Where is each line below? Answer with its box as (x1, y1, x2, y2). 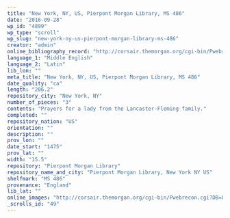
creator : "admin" (7, 42, 57, 49)
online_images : (7, 194, 51, 202)
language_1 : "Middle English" (7, 55, 94, 62)
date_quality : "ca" (7, 80, 63, 87)
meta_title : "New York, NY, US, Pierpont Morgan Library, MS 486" (7, 73, 201, 81)
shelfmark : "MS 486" (7, 175, 66, 182)
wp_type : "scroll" (7, 29, 60, 36)
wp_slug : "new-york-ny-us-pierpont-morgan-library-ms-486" (7, 36, 179, 42)
